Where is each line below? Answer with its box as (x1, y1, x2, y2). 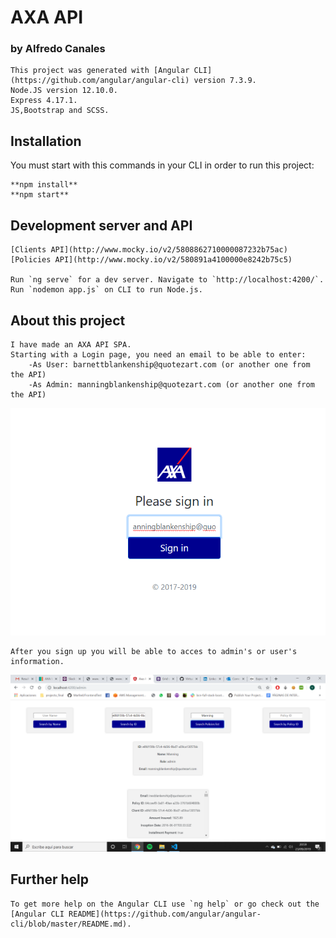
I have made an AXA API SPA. (10, 339, 132, 350)
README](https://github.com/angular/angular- (68, 909, 262, 919)
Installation (10, 132, 82, 150)
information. (10, 656, 65, 666)
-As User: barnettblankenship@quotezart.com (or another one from (28, 359, 311, 370)
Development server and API (10, 217, 193, 234)
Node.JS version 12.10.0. (10, 86, 118, 96)
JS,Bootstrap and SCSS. (10, 106, 110, 116)
